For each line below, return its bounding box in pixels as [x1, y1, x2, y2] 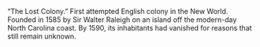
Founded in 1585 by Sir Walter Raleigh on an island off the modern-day [7, 15, 237, 24]
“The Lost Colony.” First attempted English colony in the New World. [7, 7, 228, 16]
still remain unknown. [7, 31, 76, 41]
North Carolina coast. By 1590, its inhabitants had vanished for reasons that [7, 23, 253, 32]
